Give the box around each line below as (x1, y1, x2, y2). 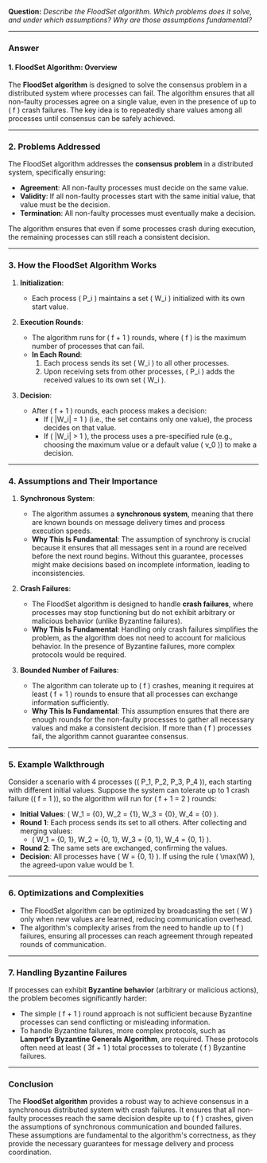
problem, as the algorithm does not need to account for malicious (31, 633, 246, 643)
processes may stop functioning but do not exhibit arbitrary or (31, 608, 236, 617)
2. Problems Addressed (8, 141, 101, 152)
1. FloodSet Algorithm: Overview (8, 62, 118, 72)
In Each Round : (31, 350, 83, 359)
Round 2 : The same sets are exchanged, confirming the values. (19, 844, 228, 853)
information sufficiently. (31, 698, 110, 707)
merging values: (19, 826, 73, 836)
